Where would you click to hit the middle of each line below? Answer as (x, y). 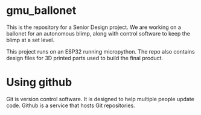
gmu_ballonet (41, 11)
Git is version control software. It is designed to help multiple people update (100, 99)
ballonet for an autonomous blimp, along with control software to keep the (98, 33)
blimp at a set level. (30, 40)
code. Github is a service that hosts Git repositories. (71, 105)
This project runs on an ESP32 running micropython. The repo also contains (101, 51)
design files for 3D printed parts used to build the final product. (85, 58)
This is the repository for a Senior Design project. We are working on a (94, 27)
